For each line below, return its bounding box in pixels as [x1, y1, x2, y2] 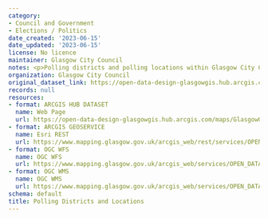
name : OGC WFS [15, 153, 62, 161]
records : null [8, 85, 56, 94]
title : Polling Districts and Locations [8, 197, 145, 205]
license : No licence [8, 49, 77, 57]
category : [8, 11, 41, 20]
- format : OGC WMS [8, 168, 69, 176]
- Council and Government [8, 19, 94, 27]
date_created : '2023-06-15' [8, 34, 102, 42]
